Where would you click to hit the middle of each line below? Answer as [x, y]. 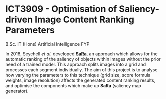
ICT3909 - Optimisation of [61, 9]
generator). [17, 91]
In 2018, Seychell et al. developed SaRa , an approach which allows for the [81, 54]
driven [19, 20]
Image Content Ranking [84, 20]
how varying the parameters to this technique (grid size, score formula [78, 75]
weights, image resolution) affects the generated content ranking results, [80, 80]
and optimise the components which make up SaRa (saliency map [73, 85]
